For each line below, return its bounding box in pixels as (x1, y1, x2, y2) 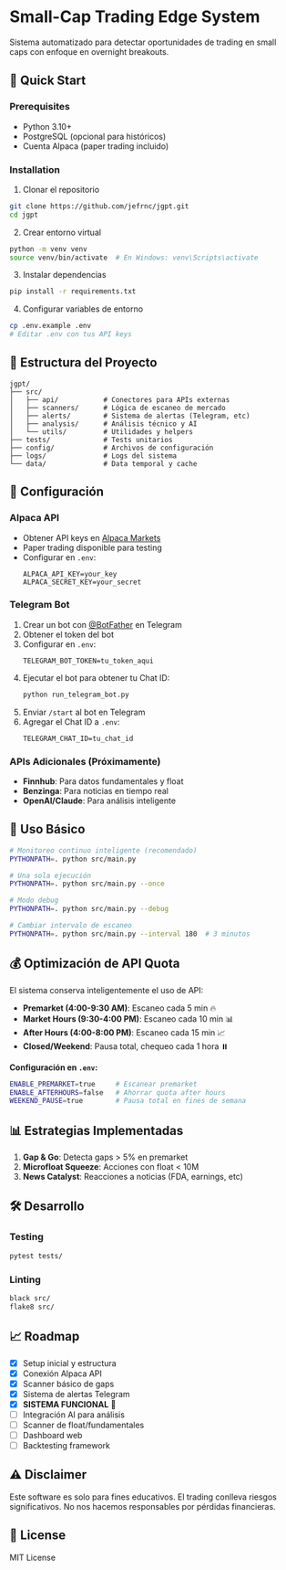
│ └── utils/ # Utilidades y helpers (9, 427, 194, 436)
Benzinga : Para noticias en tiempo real (22, 786, 169, 797)
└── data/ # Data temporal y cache (9, 459, 198, 468)
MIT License (9, 1552, 56, 1563)
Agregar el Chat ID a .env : (22, 716, 120, 727)
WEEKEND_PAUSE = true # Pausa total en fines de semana (9, 1097, 247, 1106)
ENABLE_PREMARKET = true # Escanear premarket (9, 1079, 198, 1088)
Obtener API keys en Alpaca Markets (22, 532, 161, 543)
